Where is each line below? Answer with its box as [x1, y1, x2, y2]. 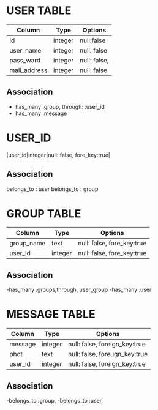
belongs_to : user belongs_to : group [6, 185, 99, 193]
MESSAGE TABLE [6, 307, 96, 321]
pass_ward [9, 56, 41, 64]
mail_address [9, 65, 48, 74]
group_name [9, 239, 46, 248]
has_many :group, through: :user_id [15, 103, 105, 110]
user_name [9, 46, 42, 54]
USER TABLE [6, 4, 72, 18]
